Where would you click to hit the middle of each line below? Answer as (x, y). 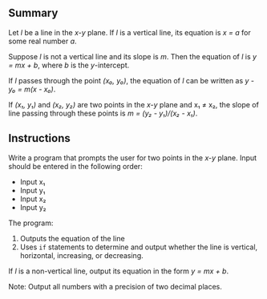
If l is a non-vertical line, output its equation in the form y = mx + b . (119, 271)
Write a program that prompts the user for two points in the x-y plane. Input (133, 158)
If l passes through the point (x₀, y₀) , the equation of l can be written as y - (131, 80)
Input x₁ (32, 182)
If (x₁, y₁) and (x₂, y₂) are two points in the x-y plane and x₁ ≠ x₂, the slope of (133, 104)
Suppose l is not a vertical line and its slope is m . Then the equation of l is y (133, 56)
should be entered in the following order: (75, 166)
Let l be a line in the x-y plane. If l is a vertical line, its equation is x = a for (129, 32)
